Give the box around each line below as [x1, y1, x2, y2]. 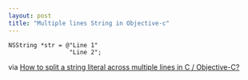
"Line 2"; [69, 48, 102, 56]
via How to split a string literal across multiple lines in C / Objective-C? [8, 62, 240, 72]
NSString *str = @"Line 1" [8, 41, 98, 49]
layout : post [8, 11, 52, 20]
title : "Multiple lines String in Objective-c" [8, 19, 170, 27]
